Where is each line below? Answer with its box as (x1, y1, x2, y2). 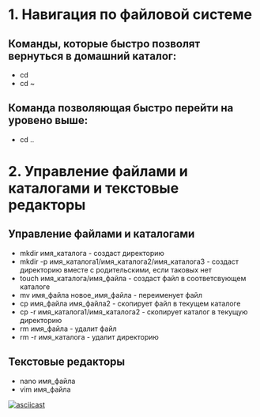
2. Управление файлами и (8, 163, 188, 180)
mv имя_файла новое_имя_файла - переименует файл (19, 290, 203, 299)
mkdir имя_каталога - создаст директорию (19, 248, 164, 257)
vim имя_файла (19, 385, 71, 394)
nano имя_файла (19, 376, 76, 385)
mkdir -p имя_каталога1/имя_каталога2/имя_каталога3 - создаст (19, 257, 239, 266)
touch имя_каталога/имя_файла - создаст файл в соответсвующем (19, 273, 247, 283)
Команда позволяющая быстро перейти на (8, 101, 234, 115)
